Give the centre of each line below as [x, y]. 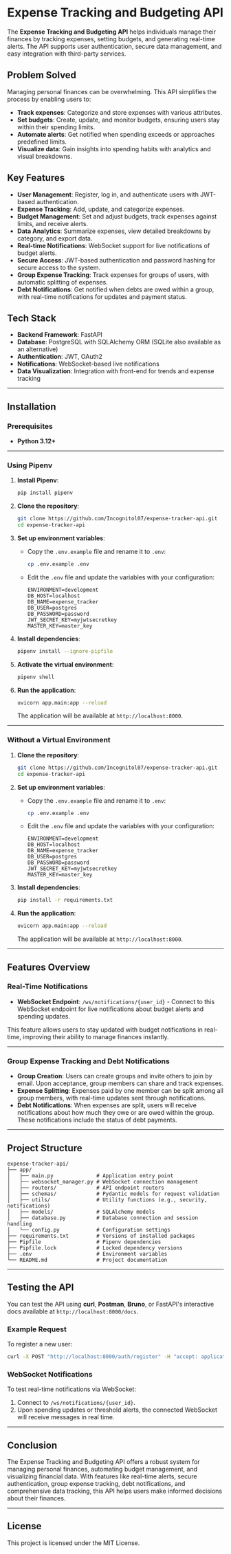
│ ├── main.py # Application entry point [90, 1176]
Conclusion [32, 1445]
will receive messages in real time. [66, 1417]
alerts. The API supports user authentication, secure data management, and [114, 46]
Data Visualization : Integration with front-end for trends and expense [115, 371]
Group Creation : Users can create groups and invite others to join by [114, 1076]
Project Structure [45, 1148]
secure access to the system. [59, 267]
